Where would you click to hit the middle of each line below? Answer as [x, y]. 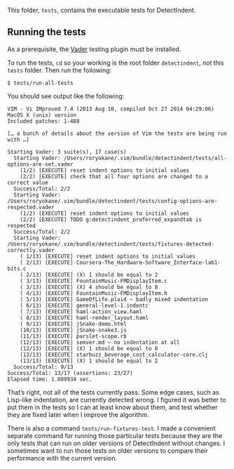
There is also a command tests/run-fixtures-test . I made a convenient [111, 428]
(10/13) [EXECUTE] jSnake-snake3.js [74, 330]
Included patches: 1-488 [43, 121]
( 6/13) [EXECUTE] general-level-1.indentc [84, 305]
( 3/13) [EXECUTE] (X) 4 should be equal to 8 [89, 287]
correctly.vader [31, 250]
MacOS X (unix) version [42, 115]
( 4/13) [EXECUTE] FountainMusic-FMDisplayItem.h [94, 293]
